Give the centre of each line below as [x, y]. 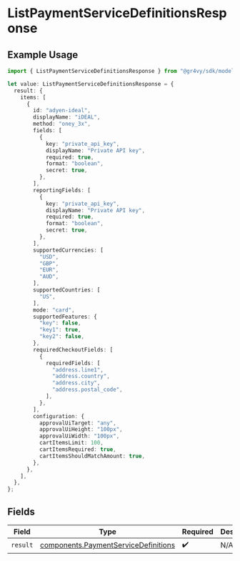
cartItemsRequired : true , [77, 450]
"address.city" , [76, 383]
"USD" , [49, 257]
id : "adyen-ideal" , [62, 111]
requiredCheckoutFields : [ [73, 349]
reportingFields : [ [62, 190]
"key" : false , [60, 323]
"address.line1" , [78, 369]
